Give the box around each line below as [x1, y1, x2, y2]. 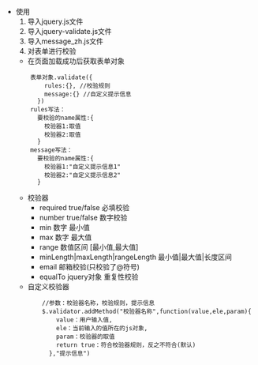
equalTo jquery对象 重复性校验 [39, 272, 139, 281]
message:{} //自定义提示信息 [44, 90, 132, 98]
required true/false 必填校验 [39, 203, 130, 212]
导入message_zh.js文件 [27, 36, 104, 46]
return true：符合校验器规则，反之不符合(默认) [55, 341, 196, 349]
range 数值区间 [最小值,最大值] [39, 243, 139, 251]
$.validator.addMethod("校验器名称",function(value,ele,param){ [42, 307, 252, 315]
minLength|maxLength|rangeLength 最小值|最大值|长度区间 [39, 252, 233, 262]
